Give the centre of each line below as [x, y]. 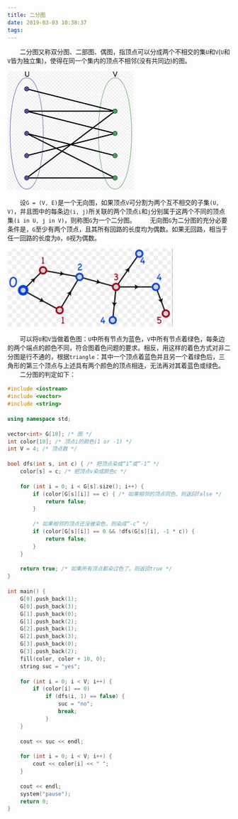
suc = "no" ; [75, 704]
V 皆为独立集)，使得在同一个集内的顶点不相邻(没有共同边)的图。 [99, 61]
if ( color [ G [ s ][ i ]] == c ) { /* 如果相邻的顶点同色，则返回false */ [127, 494]
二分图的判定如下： [48, 375]
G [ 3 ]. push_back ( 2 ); [49, 651]
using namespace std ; [39, 419]
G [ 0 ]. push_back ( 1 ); [49, 599]
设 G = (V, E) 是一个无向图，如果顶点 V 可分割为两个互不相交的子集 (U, [120, 203]
